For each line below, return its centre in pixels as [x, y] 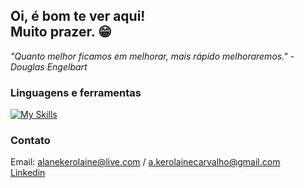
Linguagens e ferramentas [76, 92]
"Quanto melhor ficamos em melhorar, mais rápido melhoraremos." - [152, 56]
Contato [30, 141]
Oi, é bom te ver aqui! [78, 16]
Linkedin [28, 173]
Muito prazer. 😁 [61, 32]
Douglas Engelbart [49, 66]
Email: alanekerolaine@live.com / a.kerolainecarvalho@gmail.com [145, 162]
